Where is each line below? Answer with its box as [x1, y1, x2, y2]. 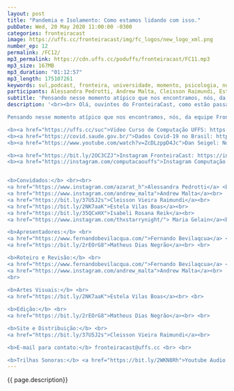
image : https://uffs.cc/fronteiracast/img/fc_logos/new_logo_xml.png [7, 36, 214, 43]
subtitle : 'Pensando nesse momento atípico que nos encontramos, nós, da [7, 95, 226, 102]
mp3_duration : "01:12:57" [7, 68, 82, 75]
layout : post [7, 10, 45, 17]
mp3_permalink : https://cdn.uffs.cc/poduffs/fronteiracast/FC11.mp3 [7, 56, 210, 63]
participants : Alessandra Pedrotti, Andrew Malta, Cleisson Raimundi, [7, 88, 217, 95]
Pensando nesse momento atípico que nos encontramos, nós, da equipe [7, 114, 214, 121]
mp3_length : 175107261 [7, 75, 73, 82]
